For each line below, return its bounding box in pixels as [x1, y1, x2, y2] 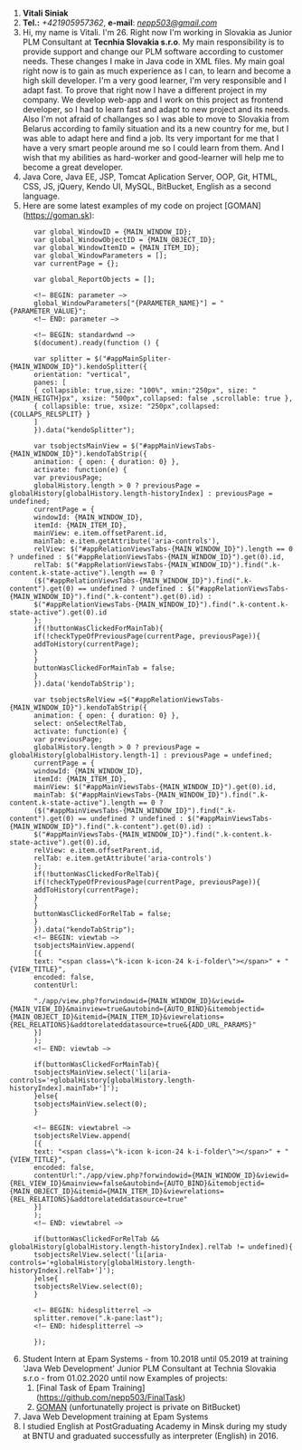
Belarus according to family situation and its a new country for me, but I [22, 123, 289, 134]
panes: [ [33, 378, 67, 387]
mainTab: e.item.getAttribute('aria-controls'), [33, 536, 221, 546]
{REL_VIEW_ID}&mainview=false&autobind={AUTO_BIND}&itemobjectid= [9, 1179, 265, 1188]
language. [22, 190, 61, 201]
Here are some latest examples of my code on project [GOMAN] [22, 200, 261, 211]
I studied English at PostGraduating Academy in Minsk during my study [22, 1421, 288, 1431]
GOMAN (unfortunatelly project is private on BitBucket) [35, 1402, 241, 1412]
